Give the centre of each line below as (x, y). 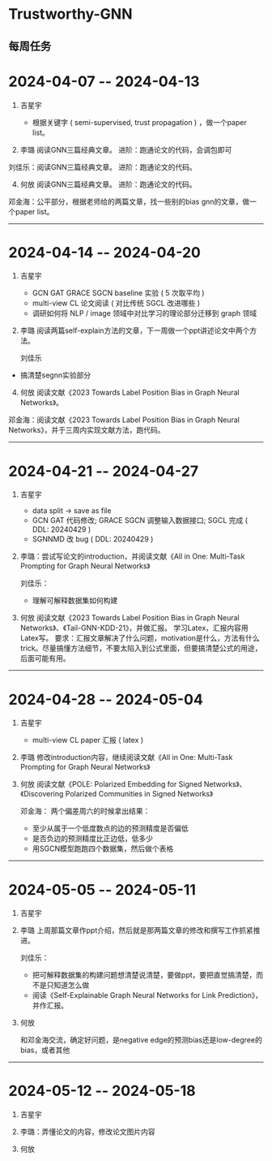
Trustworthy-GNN (70, 14)
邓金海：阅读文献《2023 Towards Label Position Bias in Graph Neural (124, 420)
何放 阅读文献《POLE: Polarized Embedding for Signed (111, 784)
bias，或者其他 (45, 1050)
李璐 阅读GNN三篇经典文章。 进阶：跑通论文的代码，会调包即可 (126, 149)
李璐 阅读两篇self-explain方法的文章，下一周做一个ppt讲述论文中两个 (135, 330)
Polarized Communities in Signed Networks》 (139, 794)
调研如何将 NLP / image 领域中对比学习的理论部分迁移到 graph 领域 (144, 313)
